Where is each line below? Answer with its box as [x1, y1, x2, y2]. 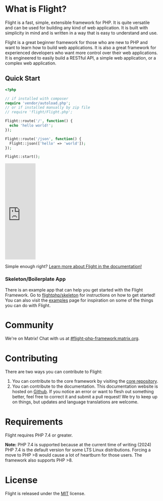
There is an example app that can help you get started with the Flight [5, 287, 143, 292]
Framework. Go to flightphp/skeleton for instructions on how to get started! [5, 292, 156, 298]
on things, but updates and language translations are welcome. [12, 399, 139, 405]
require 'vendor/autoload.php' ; [5, 101, 71, 105]
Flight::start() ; [5, 154, 40, 159]
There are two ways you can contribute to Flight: [5, 369, 103, 375]
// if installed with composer [5, 96, 69, 101]
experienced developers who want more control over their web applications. [5, 50, 158, 56]
